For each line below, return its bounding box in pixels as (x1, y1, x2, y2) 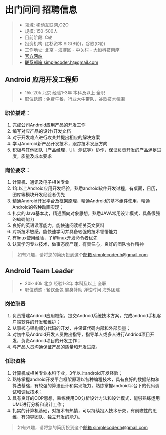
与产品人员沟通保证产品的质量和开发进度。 (12, 344, 100, 350)
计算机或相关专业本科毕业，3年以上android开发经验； (12, 370, 123, 376)
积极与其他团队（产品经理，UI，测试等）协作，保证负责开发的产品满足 (12, 147, 157, 153)
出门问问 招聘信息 (5, 4, 77, 16)
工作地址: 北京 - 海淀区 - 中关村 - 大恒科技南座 (24, 47, 120, 53)
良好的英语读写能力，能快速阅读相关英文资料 (12, 222, 105, 228)
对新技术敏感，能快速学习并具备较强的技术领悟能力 (12, 229, 118, 235)
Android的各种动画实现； (12, 204, 64, 210)
